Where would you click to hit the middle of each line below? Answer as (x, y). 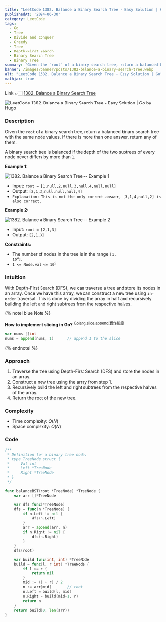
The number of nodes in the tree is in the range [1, (64, 254)
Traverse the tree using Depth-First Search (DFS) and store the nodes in (86, 371)
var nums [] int (21, 334)
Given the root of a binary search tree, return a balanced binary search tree (82, 132)
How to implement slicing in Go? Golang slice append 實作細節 (65, 324)
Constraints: (18, 244)
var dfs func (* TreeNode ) (40, 505)
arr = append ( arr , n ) (45, 527)
